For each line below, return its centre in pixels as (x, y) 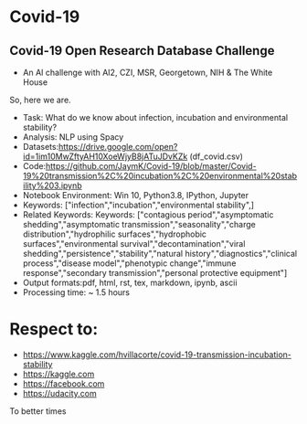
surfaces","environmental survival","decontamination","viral (134, 244)
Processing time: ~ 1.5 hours (76, 292)
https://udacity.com (60, 393)
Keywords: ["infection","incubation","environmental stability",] (138, 205)
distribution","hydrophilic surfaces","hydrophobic (115, 234)
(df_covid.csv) (217, 156)
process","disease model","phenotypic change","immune (129, 263)
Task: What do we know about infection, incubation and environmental (155, 117)
